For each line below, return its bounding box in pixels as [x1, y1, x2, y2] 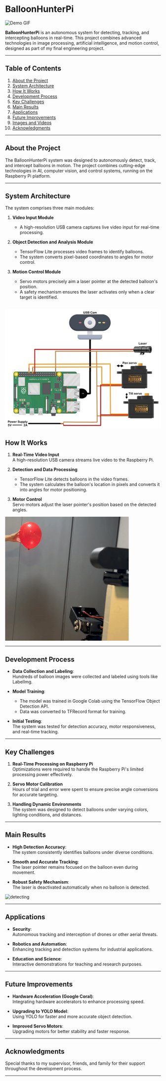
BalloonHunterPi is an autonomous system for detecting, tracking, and [5, 29, 149, 35]
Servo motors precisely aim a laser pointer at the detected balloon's [19, 279, 158, 285]
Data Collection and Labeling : [12, 668, 74, 674]
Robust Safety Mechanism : [12, 879, 69, 885]
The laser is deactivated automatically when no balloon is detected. [12, 884, 150, 890]
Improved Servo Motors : [12, 1023, 63, 1029]
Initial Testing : [12, 718, 42, 724]
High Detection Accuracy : [12, 844, 67, 850]
